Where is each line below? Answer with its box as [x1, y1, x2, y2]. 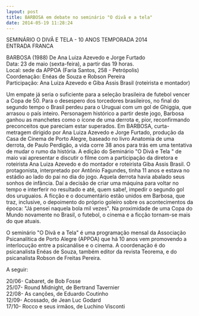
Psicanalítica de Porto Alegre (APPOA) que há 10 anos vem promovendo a [6, 236, 187, 243]
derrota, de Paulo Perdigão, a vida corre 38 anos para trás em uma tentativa [6, 141, 192, 149]
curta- [154, 123, 170, 130]
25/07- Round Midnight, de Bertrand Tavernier [6, 284, 120, 291]
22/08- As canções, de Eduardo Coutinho [6, 290, 109, 298]
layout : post [6, 8, 39, 15]
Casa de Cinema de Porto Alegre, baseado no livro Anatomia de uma [6, 135, 175, 142]
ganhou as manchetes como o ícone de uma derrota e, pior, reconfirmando [6, 116, 190, 123]
